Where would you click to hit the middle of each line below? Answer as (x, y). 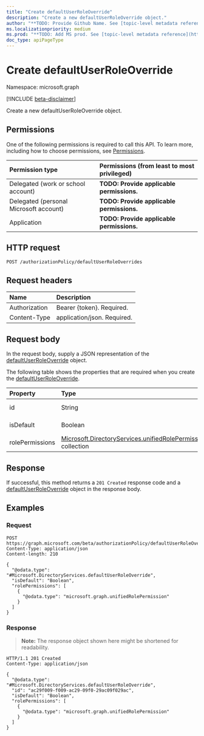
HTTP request (33, 248)
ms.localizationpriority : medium (49, 29)
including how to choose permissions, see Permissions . (76, 151)
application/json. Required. (94, 318)
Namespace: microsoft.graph (43, 87)
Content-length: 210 (32, 554)
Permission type (34, 170)
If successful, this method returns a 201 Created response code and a (93, 483)
